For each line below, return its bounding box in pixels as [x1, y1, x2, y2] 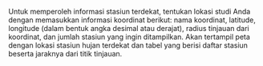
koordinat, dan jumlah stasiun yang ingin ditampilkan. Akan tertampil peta [8, 32, 251, 41]
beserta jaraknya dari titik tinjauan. [8, 49, 123, 58]
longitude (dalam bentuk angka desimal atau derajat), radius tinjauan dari [8, 24, 250, 33]
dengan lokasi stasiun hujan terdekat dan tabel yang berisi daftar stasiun [8, 41, 249, 50]
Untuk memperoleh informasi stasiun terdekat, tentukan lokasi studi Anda [8, 7, 251, 16]
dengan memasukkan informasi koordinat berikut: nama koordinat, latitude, [8, 15, 257, 25]
